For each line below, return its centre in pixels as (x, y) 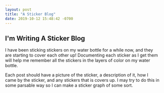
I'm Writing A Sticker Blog (45, 38)
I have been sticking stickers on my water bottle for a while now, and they (79, 50)
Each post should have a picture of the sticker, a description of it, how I (77, 75)
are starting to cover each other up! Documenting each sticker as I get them (82, 55)
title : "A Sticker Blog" (30, 14)
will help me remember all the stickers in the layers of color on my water (78, 60)
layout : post (18, 9)
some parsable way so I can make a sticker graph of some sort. (69, 85)
